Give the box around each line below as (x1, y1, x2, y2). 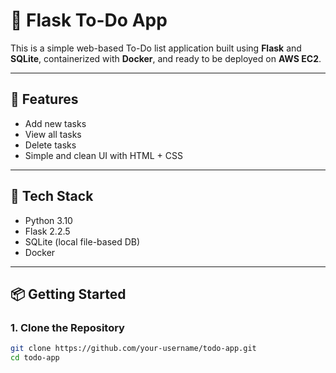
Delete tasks (24, 139, 77, 151)
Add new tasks (24, 117, 87, 129)
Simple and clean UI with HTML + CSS (24, 149, 183, 161)
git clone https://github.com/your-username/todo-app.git (10, 344, 257, 354)
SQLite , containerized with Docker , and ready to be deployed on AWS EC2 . (10, 52, 322, 64)
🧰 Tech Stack (10, 188, 94, 205)
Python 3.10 (24, 214, 73, 226)
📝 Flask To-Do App (10, 9, 168, 32)
